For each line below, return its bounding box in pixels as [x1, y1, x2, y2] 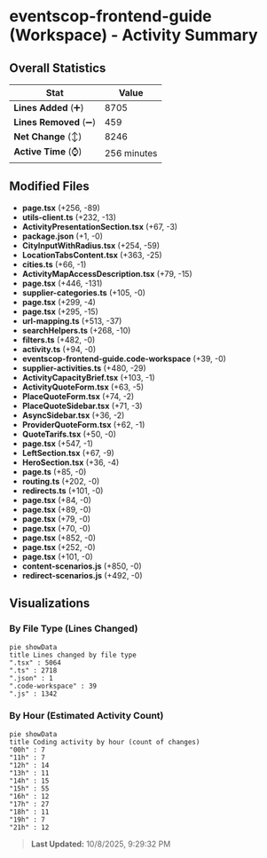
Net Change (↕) [13, 130, 82, 143]
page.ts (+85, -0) [21, 466, 87, 476]
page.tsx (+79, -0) [21, 513, 91, 524]
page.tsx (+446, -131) [21, 278, 103, 288]
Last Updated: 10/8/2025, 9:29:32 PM [30, 838, 171, 849]
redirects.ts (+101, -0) [21, 485, 104, 496]
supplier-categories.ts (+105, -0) [21, 287, 146, 298]
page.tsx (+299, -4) [21, 296, 96, 307]
